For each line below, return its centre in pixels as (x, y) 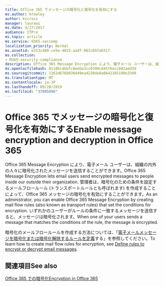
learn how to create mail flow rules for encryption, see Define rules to (75, 244)
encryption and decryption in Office (79, 140)
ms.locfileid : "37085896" (31, 91)
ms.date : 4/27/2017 (25, 28)
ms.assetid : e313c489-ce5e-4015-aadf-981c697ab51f (58, 50)
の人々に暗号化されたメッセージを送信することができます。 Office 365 (75, 171)
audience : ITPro (21, 32)
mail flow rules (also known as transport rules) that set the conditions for (78, 205)
